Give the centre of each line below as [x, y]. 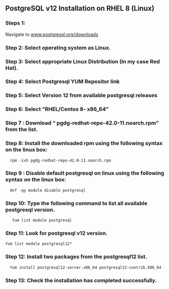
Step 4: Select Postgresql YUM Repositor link [62, 82]
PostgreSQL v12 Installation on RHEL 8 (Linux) [80, 8]
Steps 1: [15, 23]
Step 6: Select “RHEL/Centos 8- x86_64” [57, 109]
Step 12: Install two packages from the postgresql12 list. [76, 257]
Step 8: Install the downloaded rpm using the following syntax [84, 143]
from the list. [22, 130]
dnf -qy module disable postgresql [48, 190]
